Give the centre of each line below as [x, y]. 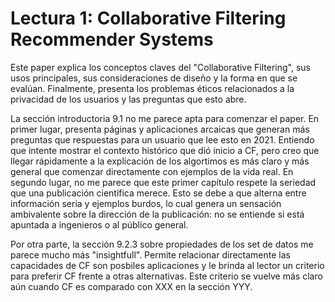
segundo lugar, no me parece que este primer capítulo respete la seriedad [163, 182]
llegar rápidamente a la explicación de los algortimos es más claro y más [160, 161]
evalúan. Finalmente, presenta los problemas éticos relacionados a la [152, 88]
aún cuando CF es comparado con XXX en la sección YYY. [131, 286]
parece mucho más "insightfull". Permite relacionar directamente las [150, 254]
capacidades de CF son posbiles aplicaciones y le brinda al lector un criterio [167, 265]
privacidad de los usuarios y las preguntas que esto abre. [128, 99]
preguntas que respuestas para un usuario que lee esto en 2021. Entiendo [162, 139]
